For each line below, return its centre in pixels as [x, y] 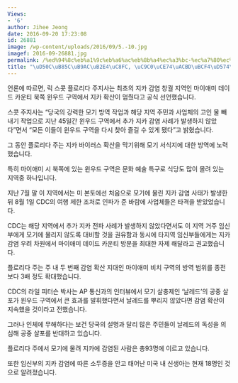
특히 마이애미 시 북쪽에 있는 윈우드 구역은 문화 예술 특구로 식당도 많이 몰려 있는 [116, 168]
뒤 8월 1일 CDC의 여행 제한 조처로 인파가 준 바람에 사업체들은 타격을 [101, 201]
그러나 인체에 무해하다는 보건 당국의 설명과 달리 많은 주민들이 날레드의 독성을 [113, 324]
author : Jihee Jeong [38, 27]
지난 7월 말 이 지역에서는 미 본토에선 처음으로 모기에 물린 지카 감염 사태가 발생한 [118, 193]
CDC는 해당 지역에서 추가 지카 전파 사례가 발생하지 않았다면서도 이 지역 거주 [112, 225]
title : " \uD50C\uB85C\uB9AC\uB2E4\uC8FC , [69, 67]
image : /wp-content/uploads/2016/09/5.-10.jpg [77, 47]
